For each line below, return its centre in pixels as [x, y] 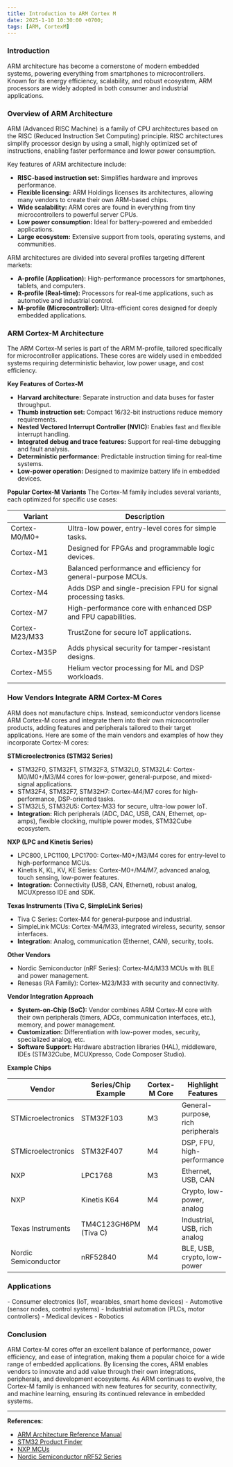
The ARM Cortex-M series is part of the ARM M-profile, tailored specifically [115, 349]
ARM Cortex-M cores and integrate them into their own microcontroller [108, 720]
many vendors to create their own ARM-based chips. [93, 199]
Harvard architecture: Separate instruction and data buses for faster [116, 397]
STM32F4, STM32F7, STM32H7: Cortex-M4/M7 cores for [99, 791]
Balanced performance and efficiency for [134, 568]
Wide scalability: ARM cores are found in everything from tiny [106, 207]
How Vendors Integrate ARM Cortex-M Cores [85, 697]
